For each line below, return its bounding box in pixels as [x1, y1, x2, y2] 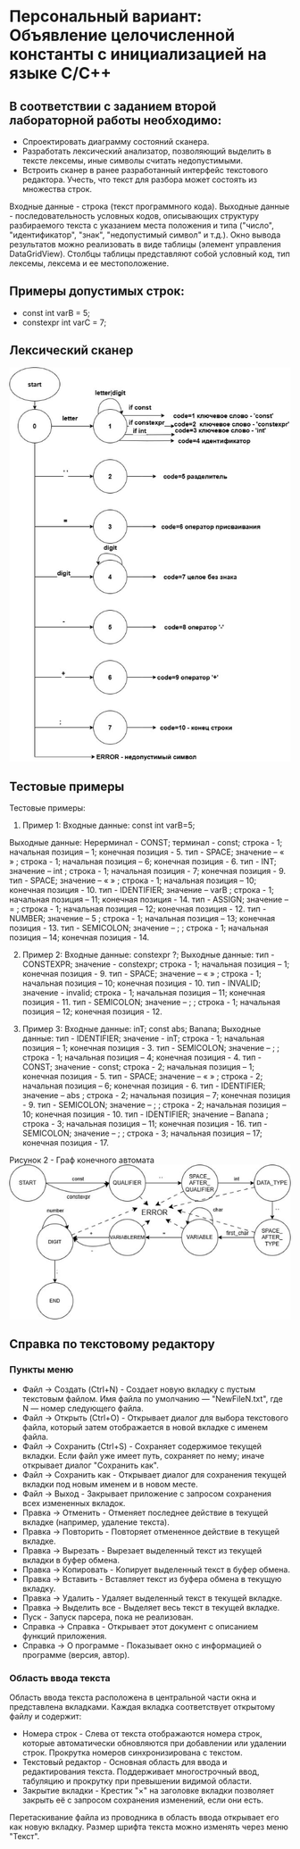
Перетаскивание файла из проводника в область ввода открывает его [9, 1812, 279, 1822]
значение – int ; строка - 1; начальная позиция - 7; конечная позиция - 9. [9, 866, 287, 877]
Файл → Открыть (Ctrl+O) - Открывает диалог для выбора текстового [21, 1412, 288, 1423]
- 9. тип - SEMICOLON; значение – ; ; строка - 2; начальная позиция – [21, 1100, 287, 1111]
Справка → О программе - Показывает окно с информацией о [21, 1640, 262, 1651]
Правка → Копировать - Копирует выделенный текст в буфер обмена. [21, 1564, 290, 1575]
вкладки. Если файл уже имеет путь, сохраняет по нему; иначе [21, 1450, 265, 1461]
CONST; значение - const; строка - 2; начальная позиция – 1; [21, 1062, 254, 1072]
